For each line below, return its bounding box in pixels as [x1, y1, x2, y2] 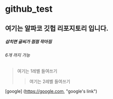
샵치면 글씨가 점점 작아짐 [5, 39, 52, 45]
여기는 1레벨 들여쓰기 [17, 68, 57, 74]
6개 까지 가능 [5, 52, 30, 58]
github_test [5, 3, 53, 15]
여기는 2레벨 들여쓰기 [29, 78, 70, 84]
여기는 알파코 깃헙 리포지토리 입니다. [5, 24, 109, 32]
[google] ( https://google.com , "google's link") [5, 88, 97, 94]
